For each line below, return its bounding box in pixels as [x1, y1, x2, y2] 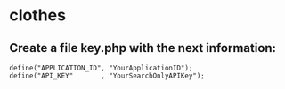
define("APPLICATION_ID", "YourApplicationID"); [9, 63, 193, 72]
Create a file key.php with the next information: [9, 41, 277, 56]
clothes [9, 5, 67, 26]
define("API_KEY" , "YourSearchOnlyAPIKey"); [9, 71, 205, 80]
